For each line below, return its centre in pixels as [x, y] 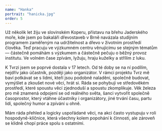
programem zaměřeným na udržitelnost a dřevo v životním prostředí [73, 43]
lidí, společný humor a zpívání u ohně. [43, 104]
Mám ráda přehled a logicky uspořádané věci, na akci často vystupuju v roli [81, 113]
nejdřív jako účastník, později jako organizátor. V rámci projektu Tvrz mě [77, 73]
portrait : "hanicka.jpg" [30, 14]
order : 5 [14, 18]
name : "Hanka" [19, 9]
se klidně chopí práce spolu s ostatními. [45, 123]
